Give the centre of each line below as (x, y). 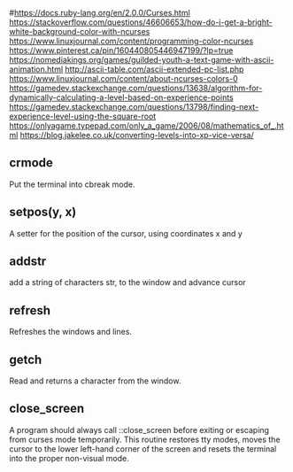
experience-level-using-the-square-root (83, 116)
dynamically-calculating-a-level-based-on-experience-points (122, 97)
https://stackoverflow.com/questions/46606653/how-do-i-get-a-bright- (141, 22)
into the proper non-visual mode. (69, 458)
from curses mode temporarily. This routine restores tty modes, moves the (145, 439)
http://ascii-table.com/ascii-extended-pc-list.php (154, 69)
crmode (31, 163)
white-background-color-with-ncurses (80, 31)
